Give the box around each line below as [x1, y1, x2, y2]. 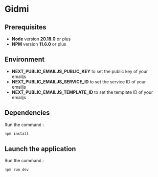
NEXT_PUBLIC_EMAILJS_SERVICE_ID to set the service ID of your [11, 78, 146, 84]
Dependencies [4, 109, 50, 117]
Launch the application [4, 145, 76, 153]
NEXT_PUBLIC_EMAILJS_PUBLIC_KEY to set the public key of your [11, 68, 148, 74]
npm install [4, 131, 29, 136]
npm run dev [4, 167, 29, 172]
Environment [4, 55, 45, 64]
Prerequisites [4, 23, 46, 31]
